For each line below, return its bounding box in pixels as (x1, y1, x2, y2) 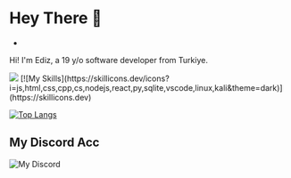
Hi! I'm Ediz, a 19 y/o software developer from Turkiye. (9, 54, 208, 65)
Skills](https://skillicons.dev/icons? (41, 73, 170, 84)
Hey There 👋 (9, 8, 103, 28)
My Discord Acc (9, 135, 100, 150)
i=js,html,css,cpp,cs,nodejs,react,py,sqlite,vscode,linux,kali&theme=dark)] (9, 82, 283, 93)
